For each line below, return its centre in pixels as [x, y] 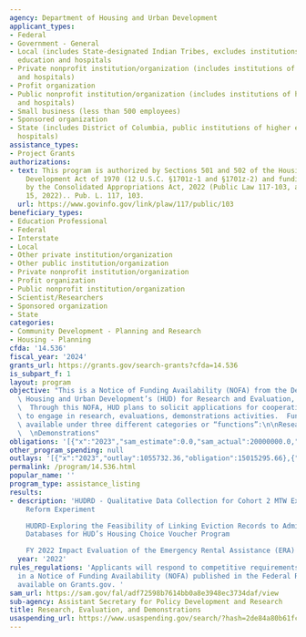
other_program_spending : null [67, 450]
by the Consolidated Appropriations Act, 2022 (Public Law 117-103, [158, 188]
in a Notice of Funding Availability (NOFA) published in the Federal [154, 576]
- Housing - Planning [51, 340]
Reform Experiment [61, 509]
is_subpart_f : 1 [40, 374]
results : [26, 492]
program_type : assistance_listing [75, 484]
